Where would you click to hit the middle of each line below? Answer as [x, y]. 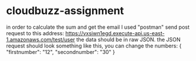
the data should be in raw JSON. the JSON [129, 39]
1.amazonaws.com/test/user [41, 39]
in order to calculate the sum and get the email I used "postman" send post [98, 27]
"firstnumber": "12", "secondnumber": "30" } [61, 52]
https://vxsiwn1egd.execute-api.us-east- [115, 33]
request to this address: [35, 33]
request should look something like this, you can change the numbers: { [94, 46]
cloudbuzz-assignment [65, 11]
